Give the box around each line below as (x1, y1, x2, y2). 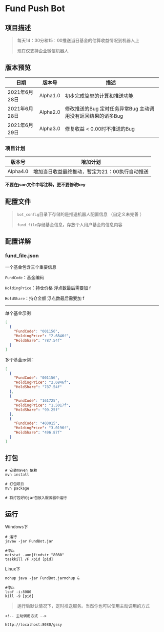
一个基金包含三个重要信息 (5, 264, 57, 270)
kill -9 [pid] (5, 594, 34, 599)
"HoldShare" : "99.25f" (14, 407, 60, 412)
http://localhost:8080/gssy (5, 622, 62, 627)
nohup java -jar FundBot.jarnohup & (5, 576, 80, 581)
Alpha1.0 (39, 92, 61, 99)
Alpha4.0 (7, 168, 29, 175)
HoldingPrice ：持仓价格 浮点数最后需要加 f (5, 284, 91, 291)
